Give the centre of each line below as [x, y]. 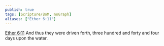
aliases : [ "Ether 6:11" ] [31, 19]
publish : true [20, 10]
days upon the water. [27, 38]
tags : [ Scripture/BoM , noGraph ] [38, 14]
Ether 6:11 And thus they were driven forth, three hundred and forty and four [82, 33]
